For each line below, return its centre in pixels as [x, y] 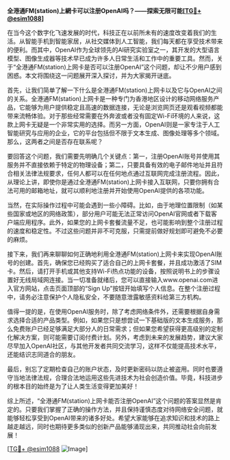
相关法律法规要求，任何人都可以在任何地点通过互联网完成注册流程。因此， [118, 173]
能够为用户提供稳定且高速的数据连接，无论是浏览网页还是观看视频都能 [124, 107]
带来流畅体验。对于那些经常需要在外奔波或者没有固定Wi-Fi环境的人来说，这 [114, 116]
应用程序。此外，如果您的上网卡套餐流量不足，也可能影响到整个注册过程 [121, 222]
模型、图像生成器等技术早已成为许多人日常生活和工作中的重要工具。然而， [112, 58]
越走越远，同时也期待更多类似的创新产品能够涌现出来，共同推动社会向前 [109, 426]
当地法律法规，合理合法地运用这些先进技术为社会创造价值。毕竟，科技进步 [118, 378]
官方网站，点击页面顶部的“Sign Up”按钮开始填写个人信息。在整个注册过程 [117, 288]
